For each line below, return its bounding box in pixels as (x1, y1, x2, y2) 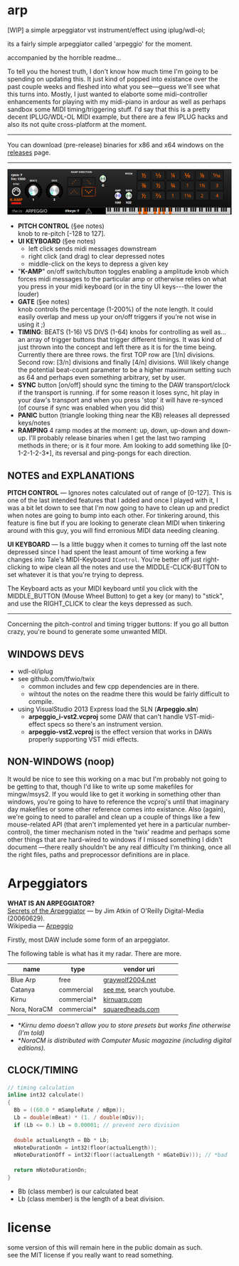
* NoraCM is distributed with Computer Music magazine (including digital (17, 1036, 232, 1044)
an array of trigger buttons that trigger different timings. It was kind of (17, 336, 223, 344)
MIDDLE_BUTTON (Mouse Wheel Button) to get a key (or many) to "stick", (7, 592, 224, 601)
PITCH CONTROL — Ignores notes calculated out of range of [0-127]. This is (7, 489, 232, 497)
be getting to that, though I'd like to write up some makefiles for (7, 782, 193, 791)
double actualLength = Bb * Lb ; (14, 1136, 110, 1143)
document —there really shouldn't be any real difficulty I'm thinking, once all (7, 843, 231, 851)
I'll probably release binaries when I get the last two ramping (28, 434, 206, 442)
